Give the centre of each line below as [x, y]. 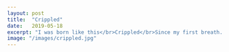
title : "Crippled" [35, 20]
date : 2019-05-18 [35, 26]
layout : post [26, 13]
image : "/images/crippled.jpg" [52, 38]
